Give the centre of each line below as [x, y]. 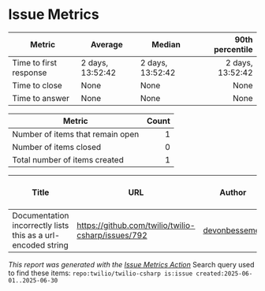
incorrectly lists [41, 225]
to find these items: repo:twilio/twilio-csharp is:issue [101, 273]
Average [107, 44]
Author [233, 192]
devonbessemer [233, 230]
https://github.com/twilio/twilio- [136, 225]
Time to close [37, 85]
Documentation [41, 215]
